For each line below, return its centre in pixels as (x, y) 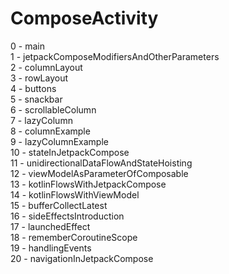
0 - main (27, 46)
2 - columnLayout (46, 67)
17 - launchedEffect (50, 226)
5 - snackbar (36, 99)
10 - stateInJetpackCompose (70, 152)
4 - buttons (33, 88)
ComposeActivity (84, 18)
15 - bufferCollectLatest (59, 205)
